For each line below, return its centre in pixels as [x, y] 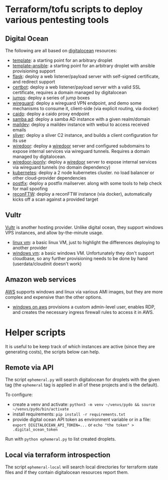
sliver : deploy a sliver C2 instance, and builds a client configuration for [85, 135]
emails [19, 130]
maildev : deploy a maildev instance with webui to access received [81, 125]
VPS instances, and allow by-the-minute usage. [54, 232]
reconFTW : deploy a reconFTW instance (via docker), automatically [82, 194]
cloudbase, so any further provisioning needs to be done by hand [80, 258]
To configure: [19, 395]
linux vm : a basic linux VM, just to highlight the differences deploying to [86, 242]
